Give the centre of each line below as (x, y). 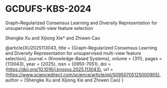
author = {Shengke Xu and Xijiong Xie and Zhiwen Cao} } (64, 80)
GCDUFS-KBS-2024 (48, 9)
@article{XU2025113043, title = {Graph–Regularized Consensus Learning (81, 48)
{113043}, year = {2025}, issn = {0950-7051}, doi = (58, 64)
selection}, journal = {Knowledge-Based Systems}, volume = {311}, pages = (84, 58)
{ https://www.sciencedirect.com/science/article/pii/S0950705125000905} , (83, 74)
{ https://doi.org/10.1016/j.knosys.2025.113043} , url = (59, 69)
